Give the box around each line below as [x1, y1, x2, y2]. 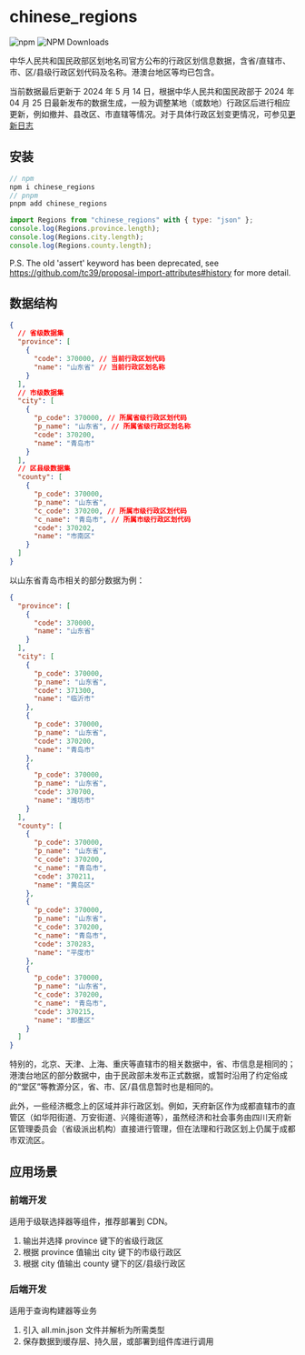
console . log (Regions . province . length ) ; [9, 225, 161, 234]
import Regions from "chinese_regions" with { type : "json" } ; [9, 216, 254, 225]
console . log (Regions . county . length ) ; [9, 241, 152, 250]
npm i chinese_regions [9, 182, 95, 192]
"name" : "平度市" [33, 948, 95, 957]
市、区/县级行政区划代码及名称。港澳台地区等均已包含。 [9, 66, 220, 77]
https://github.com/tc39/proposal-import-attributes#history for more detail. [9, 266, 291, 278]
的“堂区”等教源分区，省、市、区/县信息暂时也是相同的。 [9, 1081, 219, 1092]
